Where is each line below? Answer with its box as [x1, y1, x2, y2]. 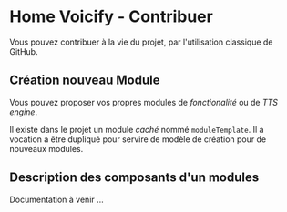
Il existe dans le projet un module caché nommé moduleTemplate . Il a [9, 124, 264, 135]
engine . [9, 106, 38, 117]
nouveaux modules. [9, 143, 84, 154]
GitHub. [9, 45, 38, 56]
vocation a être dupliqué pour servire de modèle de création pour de [9, 134, 267, 145]
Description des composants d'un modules [9, 170, 260, 186]
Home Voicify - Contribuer [9, 6, 214, 27]
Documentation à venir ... [9, 194, 105, 205]
